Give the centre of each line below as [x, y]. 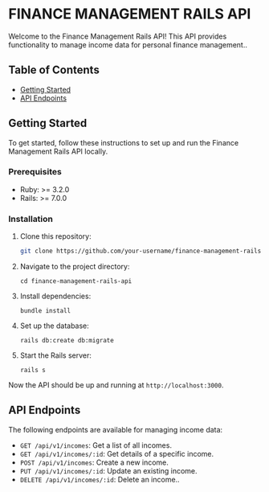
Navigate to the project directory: [75, 267]
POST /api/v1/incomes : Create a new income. [94, 462]
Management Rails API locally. [58, 151]
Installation [31, 219]
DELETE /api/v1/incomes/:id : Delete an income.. [100, 479]
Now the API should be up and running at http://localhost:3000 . [116, 385]
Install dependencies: [55, 296]
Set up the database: [55, 326]
